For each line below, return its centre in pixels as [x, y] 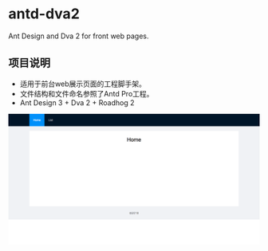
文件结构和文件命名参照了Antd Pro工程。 [87, 93]
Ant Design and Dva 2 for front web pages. [79, 36]
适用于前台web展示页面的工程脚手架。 [83, 84]
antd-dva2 [44, 14]
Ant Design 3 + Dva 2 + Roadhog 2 [77, 102]
